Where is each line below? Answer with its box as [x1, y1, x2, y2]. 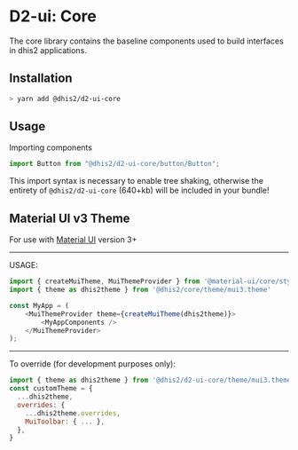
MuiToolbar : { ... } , [25, 417, 105, 426]
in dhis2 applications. [9, 44, 87, 55]
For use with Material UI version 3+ [9, 234, 137, 245]
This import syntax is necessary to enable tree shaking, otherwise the [9, 176, 264, 186]
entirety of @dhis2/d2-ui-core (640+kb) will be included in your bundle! [9, 185, 270, 196]
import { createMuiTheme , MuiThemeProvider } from [9, 277, 200, 286]
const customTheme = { [9, 384, 93, 393]
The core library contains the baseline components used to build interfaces [9, 36, 284, 46]
